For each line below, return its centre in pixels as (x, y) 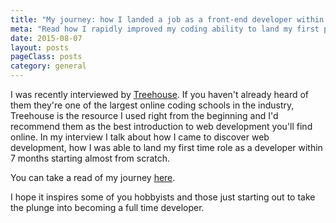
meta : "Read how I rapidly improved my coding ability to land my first (165, 29)
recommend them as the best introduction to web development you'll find (161, 126)
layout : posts (40, 47)
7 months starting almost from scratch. (90, 158)
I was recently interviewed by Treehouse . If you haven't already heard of (160, 94)
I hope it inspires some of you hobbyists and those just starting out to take (163, 197)
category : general (48, 66)
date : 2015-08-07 (46, 38)
